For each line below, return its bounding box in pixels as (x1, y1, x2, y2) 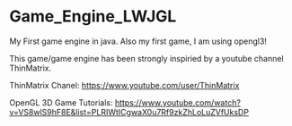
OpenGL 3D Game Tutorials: (9, 97, 113, 108)
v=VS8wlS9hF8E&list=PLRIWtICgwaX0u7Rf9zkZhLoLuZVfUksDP (9, 106, 250, 117)
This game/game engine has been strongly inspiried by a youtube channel (9, 53, 285, 63)
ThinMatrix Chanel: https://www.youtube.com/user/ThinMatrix (9, 80, 240, 90)
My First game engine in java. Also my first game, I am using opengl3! (9, 36, 268, 46)
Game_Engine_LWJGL (9, 6, 177, 27)
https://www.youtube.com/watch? (114, 97, 241, 108)
